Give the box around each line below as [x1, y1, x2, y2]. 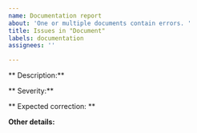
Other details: [8, 117, 55, 127]
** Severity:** [8, 86, 54, 96]
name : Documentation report [8, 11, 103, 20]
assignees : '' [8, 42, 56, 50]
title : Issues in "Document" [8, 26, 106, 34]
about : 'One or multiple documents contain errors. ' [8, 19, 192, 27]
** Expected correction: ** [8, 102, 96, 111]
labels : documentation [8, 34, 84, 42]
